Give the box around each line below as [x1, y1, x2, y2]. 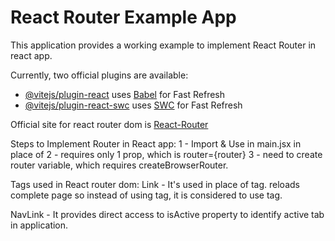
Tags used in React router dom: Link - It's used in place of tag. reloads [10, 178, 300, 190]
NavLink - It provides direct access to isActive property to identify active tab [10, 208, 325, 220]
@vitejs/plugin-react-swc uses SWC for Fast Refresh [24, 99, 243, 111]
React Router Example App [10, 6, 237, 29]
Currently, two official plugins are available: [10, 69, 189, 81]
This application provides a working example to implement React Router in [10, 39, 317, 51]
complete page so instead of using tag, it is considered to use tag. [10, 189, 283, 201]
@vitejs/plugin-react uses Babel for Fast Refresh [24, 88, 226, 100]
